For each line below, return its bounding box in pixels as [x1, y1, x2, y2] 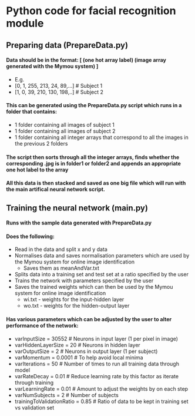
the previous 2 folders [14, 140, 68, 147]
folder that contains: [6, 108, 58, 115]
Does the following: [6, 233, 55, 240]
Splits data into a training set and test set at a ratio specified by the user [14, 271, 189, 278]
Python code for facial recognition [6, 4, 176, 18]
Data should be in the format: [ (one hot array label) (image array [6, 57, 166, 64]
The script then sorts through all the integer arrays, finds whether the [6, 153, 180, 160]
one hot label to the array [6, 166, 69, 173]
